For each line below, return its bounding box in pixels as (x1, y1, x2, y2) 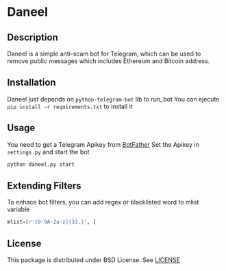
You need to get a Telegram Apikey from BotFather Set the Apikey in (7, 140, 200, 148)
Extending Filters (7, 180, 81, 191)
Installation (7, 77, 56, 89)
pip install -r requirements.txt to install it (7, 102, 133, 110)
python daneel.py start (7, 161, 75, 168)
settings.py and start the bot (7, 148, 90, 156)
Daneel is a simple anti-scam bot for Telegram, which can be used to (7, 49, 201, 58)
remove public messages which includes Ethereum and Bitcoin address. (7, 57, 210, 65)
